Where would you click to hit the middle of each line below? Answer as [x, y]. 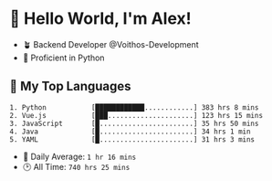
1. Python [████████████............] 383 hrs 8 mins [134, 107]
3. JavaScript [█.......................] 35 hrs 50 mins [134, 123]
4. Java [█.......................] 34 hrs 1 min [130, 132]
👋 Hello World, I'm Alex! [100, 19]
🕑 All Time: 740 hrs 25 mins [76, 166]
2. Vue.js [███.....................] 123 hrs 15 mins [136, 115]
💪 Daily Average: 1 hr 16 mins [79, 156]
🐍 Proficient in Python [63, 58]
